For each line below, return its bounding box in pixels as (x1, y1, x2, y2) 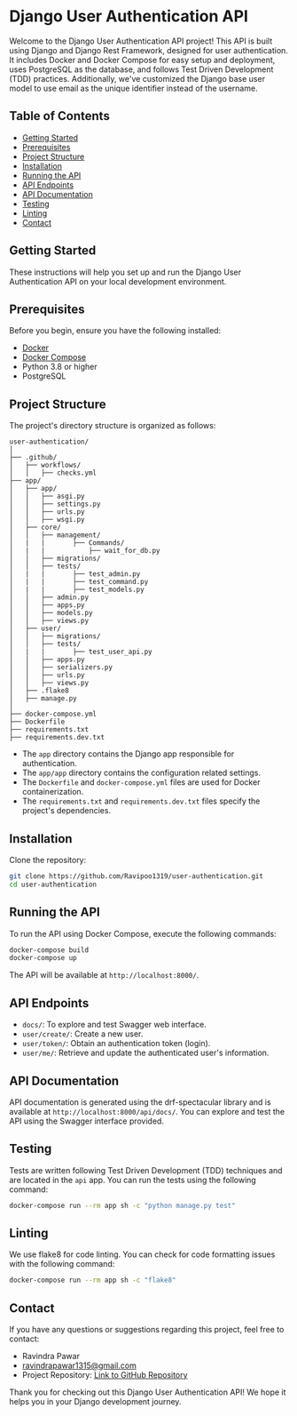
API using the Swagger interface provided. (9, 1116, 164, 1126)
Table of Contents (9, 108, 111, 124)
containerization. (21, 787, 84, 797)
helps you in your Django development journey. (9, 1396, 182, 1407)
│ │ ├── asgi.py (9, 492, 86, 501)
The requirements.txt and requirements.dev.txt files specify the (21, 796, 261, 806)
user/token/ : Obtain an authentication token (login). (21, 1038, 211, 1049)
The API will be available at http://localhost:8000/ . (9, 970, 199, 980)
